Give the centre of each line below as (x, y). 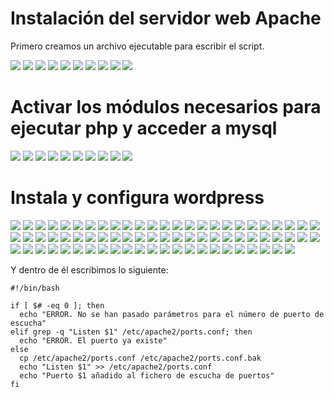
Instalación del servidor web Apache (166, 18)
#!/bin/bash (35, 288)
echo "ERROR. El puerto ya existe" (93, 340)
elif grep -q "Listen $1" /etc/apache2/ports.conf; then (131, 332)
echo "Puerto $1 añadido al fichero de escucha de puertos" (147, 375)
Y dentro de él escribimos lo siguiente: (89, 269)
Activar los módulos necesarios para (166, 107)
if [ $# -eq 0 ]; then (57, 305)
